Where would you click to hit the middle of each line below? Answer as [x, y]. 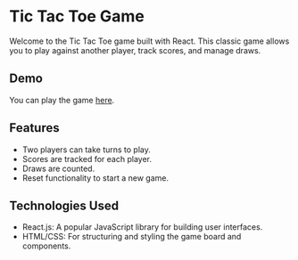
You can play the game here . [62, 100]
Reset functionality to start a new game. [95, 178]
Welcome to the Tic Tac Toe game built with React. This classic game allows [149, 41]
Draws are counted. [58, 168]
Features [34, 128]
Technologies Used [64, 205]
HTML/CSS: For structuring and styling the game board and [132, 237]
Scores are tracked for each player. [87, 158]
